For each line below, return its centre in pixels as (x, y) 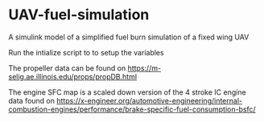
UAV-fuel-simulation (79, 15)
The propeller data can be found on (67, 68)
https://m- (144, 68)
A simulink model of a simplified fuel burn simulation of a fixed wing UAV (129, 37)
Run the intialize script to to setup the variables (86, 52)
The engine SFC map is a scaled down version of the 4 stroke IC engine (128, 92)
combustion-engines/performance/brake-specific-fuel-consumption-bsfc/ (132, 109)
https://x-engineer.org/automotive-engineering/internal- (149, 100)
